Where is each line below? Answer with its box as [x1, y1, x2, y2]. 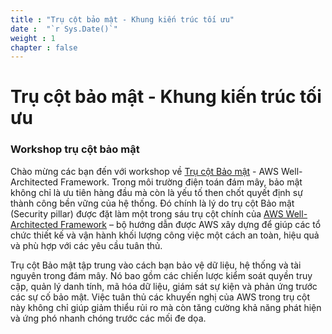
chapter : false [10, 42, 78, 53]
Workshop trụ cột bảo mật [10, 142, 140, 156]
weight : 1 [10, 33, 56, 43]
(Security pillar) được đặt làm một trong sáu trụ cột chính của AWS [10, 207, 284, 220]
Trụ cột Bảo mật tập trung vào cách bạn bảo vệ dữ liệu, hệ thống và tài [10, 259, 302, 271]
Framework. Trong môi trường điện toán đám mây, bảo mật [60, 176, 303, 188]
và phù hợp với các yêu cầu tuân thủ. [10, 239, 163, 251]
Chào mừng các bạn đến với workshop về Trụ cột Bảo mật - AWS [10, 165, 280, 177]
